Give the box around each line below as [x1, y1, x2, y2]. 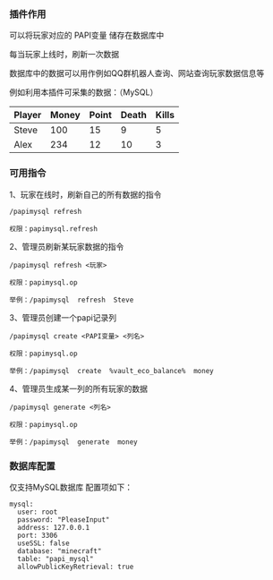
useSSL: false [17, 539, 70, 548]
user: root [17, 507, 58, 516]
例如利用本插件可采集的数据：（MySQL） [9, 87, 158, 98]
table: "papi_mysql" [17, 554, 94, 563]
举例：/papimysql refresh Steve [9, 295, 134, 304]
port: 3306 [17, 531, 58, 540]
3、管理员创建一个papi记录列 [9, 311, 117, 323]
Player [13, 109, 42, 122]
